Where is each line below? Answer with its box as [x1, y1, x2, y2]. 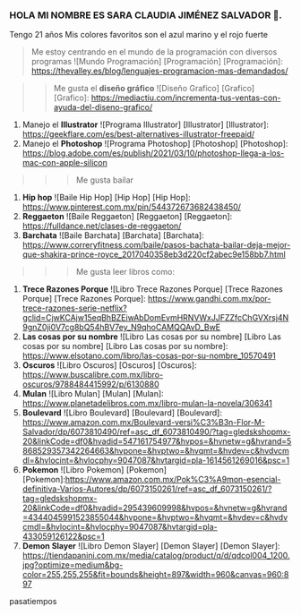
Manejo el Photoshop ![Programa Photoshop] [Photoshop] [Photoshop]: [21, 139, 288, 149]
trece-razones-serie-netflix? [21, 303, 127, 313]
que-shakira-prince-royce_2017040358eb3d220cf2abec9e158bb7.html [21, 249, 287, 260]
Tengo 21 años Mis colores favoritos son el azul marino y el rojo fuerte [9, 30, 269, 40]
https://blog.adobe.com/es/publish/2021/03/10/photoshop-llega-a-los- [21, 148, 285, 158]
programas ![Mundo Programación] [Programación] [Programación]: [30, 56, 284, 67]
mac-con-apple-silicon [21, 158, 107, 168]
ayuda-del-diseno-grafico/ [53, 102, 153, 113]
